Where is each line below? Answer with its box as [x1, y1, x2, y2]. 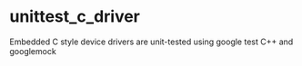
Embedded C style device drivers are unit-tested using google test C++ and [9, 36, 294, 47]
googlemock [9, 45, 56, 56]
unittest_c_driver [9, 6, 141, 27]
